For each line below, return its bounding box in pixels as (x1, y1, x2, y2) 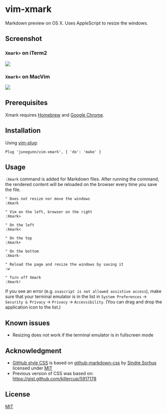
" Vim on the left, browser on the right (5, 209, 93, 214)
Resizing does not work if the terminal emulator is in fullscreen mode (12, 332, 154, 338)
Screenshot (5, 34, 42, 43)
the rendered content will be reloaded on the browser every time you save (5, 181, 158, 187)
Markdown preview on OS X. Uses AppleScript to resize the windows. (5, 20, 149, 26)
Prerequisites (5, 98, 48, 107)
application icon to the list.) (5, 304, 61, 310)
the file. (5, 186, 21, 193)
